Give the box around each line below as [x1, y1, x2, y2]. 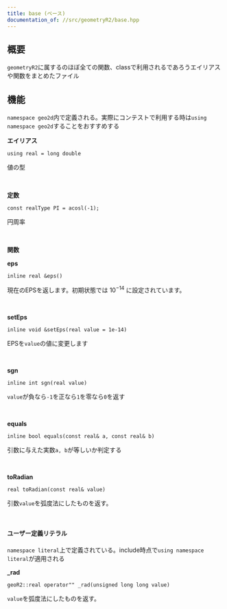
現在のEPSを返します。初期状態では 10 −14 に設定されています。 [7, 285, 186, 294]
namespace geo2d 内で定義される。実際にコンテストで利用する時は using [7, 113, 207, 122]
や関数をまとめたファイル [7, 71, 80, 80]
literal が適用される [7, 554, 65, 562]
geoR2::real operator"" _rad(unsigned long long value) [7, 582, 170, 588]
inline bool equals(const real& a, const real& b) [7, 432, 155, 440]
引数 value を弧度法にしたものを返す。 [7, 499, 112, 507]
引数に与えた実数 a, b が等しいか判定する [7, 445, 122, 454]
